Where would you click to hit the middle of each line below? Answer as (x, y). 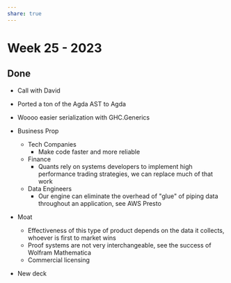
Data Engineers (49, 188)
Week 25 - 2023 (55, 48)
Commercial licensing (59, 260)
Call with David (39, 90)
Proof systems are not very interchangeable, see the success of (119, 245)
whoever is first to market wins (72, 238)
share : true (24, 14)
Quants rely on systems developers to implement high (115, 166)
